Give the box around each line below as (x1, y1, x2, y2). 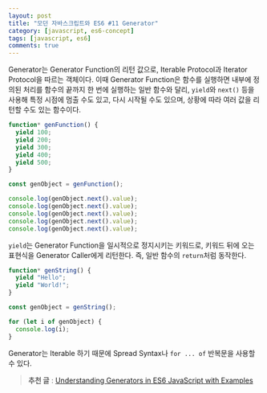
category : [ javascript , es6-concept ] (8, 27, 135, 35)
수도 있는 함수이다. (22, 105, 82, 115)
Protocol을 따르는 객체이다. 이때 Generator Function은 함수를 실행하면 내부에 (8, 75, 252, 84)
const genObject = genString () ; (8, 303, 116, 311)
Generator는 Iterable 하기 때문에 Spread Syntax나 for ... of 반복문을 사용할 (8, 348, 256, 358)
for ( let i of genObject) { (8, 317, 103, 325)
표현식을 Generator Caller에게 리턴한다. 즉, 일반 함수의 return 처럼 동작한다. (8, 250, 247, 260)
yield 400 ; (15, 150, 52, 159)
